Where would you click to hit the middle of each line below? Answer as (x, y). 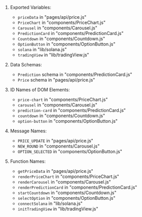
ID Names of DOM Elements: (40, 90)
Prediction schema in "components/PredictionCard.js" (75, 75)
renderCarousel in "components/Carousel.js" (64, 182)
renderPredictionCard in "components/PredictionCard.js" (77, 187)
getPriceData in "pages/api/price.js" (56, 171)
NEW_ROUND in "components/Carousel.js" (59, 146)
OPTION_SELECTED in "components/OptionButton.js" (70, 151)
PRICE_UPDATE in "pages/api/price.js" (56, 141)
